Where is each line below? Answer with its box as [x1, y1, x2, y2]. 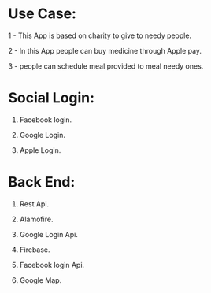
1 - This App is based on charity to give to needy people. [8, 31, 191, 40]
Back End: [8, 173, 76, 191]
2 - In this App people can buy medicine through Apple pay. [8, 46, 202, 55]
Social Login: [8, 89, 95, 107]
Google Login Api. [19, 229, 79, 239]
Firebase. [19, 245, 50, 254]
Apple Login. [19, 145, 61, 154]
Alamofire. [19, 214, 54, 224]
